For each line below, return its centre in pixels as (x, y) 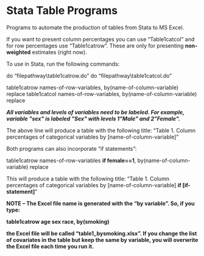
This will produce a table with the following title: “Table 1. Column (88, 178)
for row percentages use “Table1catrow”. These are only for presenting (95, 46)
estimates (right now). (59, 52)
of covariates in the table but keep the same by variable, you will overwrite (102, 240)
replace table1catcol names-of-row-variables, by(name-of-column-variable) (102, 94)
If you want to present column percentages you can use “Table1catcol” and (100, 39)
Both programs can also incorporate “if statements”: (72, 148)
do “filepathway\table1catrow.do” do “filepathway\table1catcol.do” (89, 75)
